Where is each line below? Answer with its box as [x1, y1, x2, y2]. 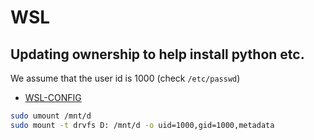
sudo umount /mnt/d [10, 111, 92, 121]
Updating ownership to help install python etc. [10, 46, 305, 63]
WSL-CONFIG [24, 92, 82, 103]
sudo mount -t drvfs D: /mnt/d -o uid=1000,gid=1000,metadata [10, 120, 275, 130]
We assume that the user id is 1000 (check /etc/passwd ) [10, 72, 241, 84]
